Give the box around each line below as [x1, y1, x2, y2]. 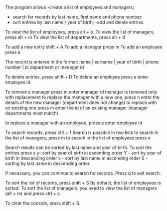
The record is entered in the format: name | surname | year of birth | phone [5, 59, 159, 64]
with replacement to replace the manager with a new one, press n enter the [5, 94, 160, 100]
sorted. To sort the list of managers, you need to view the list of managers [5, 185, 157, 191]
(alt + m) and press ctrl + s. [5, 190, 61, 196]
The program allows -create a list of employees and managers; [5, 4, 135, 10]
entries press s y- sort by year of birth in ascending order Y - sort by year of [5, 150, 162, 155]
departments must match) [5, 110, 59, 116]
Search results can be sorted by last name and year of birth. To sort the [5, 144, 152, 150]
